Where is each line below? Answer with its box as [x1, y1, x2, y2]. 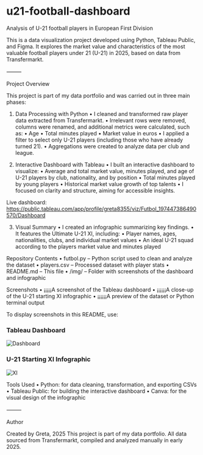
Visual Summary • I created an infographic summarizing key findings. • [15, 223, 194, 231]
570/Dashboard [6, 212, 46, 219]
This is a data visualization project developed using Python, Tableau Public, [6, 36, 196, 43]
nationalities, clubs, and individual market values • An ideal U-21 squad [15, 236, 194, 243]
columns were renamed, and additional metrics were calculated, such [15, 123, 190, 131]
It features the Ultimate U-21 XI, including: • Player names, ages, [15, 230, 177, 237]
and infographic [6, 274, 46, 281]
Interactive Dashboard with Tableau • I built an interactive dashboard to [15, 160, 195, 168]
